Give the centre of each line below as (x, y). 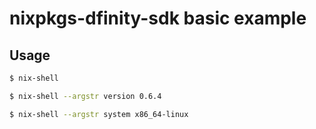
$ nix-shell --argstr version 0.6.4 (85, 96)
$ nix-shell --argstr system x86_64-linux (99, 114)
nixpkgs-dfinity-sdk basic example (158, 18)
